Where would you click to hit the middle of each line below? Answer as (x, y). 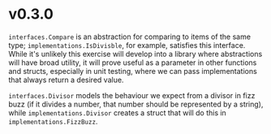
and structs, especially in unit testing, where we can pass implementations (133, 71)
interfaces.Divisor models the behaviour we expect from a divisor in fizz (132, 95)
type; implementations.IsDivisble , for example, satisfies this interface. (127, 45)
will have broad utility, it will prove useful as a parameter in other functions (133, 63)
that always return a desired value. (66, 80)
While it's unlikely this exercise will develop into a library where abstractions (135, 54)
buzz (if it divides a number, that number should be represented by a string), (136, 104)
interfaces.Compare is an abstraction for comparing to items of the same (130, 37)
